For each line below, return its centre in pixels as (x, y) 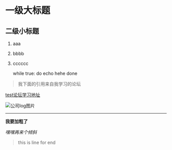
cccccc (20, 63)
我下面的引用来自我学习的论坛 (49, 84)
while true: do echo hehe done (45, 73)
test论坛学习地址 (23, 95)
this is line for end (37, 142)
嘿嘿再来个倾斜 (21, 132)
